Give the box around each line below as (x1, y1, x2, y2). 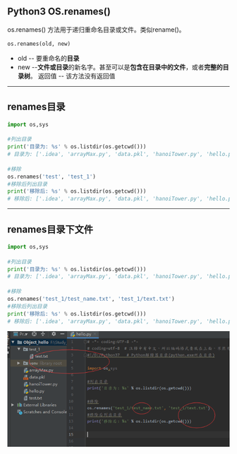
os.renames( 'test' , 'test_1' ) (7, 173, 97, 180)
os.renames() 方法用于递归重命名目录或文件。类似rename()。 (7, 25, 186, 34)
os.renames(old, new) (7, 40, 71, 47)
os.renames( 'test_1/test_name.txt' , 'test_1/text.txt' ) (7, 296, 175, 303)
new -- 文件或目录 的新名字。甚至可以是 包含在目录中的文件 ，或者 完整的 (17, 63, 224, 71)
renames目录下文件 (7, 223, 94, 235)
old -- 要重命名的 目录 (17, 54, 80, 62)
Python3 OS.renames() (7, 6, 111, 18)
